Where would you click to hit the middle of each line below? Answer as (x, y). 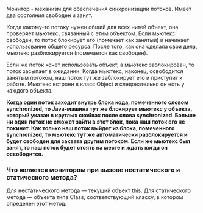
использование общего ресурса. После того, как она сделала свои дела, (102, 46)
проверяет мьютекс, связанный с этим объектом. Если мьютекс (91, 33)
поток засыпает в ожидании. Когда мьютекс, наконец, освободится (95, 71)
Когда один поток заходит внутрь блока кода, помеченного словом (98, 102)
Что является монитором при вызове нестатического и (93, 170)
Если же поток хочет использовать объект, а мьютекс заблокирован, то (101, 65)
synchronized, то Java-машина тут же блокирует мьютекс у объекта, (99, 109)
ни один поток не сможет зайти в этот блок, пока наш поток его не (96, 122)
